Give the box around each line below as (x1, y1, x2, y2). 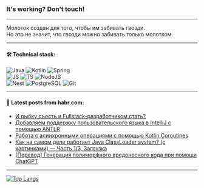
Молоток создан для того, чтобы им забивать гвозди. (6, 24, 146, 32)
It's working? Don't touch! (6, 5, 85, 13)
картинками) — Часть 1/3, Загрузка (15, 144, 107, 152)
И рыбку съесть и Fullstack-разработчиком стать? (15, 112, 146, 119)
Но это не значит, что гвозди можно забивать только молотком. (6, 31, 174, 38)
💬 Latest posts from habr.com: (6, 99, 84, 106)
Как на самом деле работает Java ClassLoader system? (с (15, 138, 166, 146)
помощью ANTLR (15, 125, 61, 132)
